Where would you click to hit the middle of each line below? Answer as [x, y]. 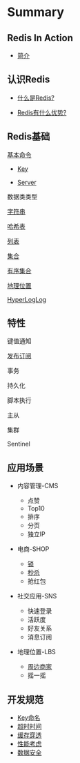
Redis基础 [29, 137]
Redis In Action [40, 38]
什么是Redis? [36, 98]
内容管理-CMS [38, 486]
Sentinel [19, 444]
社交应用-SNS [37, 596]
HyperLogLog [27, 299]
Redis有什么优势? [42, 112]
